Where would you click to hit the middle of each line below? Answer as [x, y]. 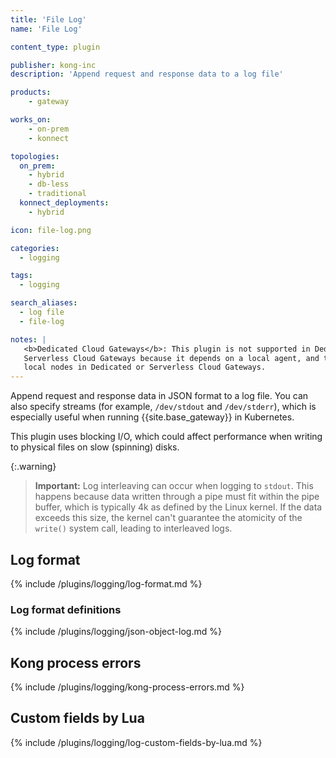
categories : [35, 248]
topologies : [35, 156]
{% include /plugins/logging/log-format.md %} [106, 583]
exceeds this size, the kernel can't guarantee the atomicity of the [168, 518]
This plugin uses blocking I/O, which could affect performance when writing [166, 437]
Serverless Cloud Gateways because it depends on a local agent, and [171, 358]
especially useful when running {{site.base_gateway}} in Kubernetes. [152, 417]
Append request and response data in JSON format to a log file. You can [159, 396]
